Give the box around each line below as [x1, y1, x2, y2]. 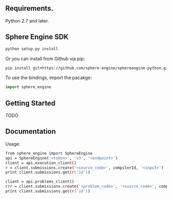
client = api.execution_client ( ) [5, 160, 77, 166]
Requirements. [5, 4, 54, 13]
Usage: [5, 141, 20, 147]
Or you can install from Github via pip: [5, 55, 85, 62]
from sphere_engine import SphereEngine [5, 151, 93, 156]
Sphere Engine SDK [5, 33, 69, 42]
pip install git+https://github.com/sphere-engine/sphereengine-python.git [5, 65, 170, 71]
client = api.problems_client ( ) [5, 179, 74, 184]
